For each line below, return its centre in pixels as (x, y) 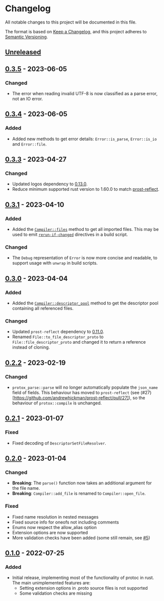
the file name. (26, 488)
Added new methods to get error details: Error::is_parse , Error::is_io (84, 139)
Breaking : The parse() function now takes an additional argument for (82, 483)
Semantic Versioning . (26, 37)
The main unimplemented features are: (51, 583)
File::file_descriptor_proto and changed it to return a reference (79, 342)
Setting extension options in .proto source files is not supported (83, 588)
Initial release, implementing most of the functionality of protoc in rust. (83, 578)
